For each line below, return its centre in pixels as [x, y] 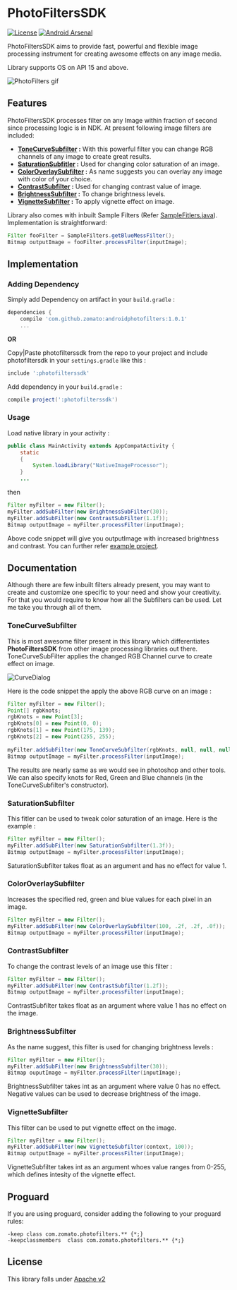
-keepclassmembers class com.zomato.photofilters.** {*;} [96, 1241]
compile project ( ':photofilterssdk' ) [63, 399]
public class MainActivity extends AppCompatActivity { [91, 446]
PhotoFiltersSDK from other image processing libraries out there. [103, 649]
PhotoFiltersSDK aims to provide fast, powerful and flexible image [103, 46]
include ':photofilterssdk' [49, 373]
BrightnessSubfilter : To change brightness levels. [91, 194]
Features [27, 103]
